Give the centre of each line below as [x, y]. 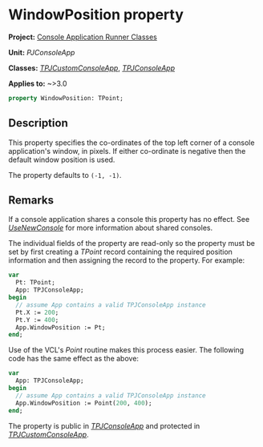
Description [38, 123]
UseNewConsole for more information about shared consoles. [111, 228]
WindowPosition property [96, 15]
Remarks [31, 201]
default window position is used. [62, 159]
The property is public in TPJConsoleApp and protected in [104, 425]
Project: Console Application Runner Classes [83, 37]
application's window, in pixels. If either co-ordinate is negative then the [127, 151]
